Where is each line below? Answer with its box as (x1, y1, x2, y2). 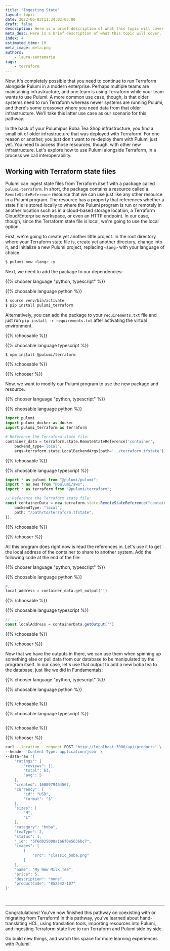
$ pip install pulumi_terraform (5, 303, 73, 308)
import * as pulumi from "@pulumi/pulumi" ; (5, 477, 99, 482)
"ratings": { (14, 758, 42, 763)
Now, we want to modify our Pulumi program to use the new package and (5, 381, 158, 387)
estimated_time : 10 (5, 41, 47, 46)
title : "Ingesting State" (5, 7, 60, 13)
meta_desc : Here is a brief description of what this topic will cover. (5, 31, 162, 36)
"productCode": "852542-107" (14, 881, 76, 886)
